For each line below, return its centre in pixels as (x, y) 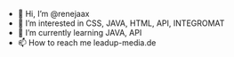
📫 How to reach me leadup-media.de (87, 43)
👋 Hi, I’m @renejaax (53, 14)
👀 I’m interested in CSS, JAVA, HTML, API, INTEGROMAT (121, 23)
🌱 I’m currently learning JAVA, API (80, 33)
